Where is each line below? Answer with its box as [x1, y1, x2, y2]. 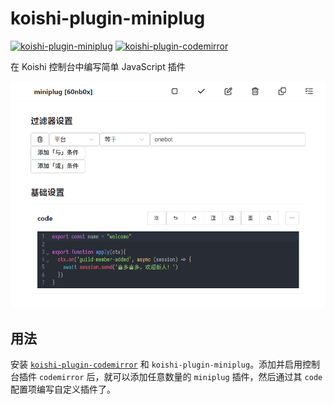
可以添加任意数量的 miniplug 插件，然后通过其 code [112, 371, 323, 383]
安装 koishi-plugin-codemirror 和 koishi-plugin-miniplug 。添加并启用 [10, 358, 303, 371]
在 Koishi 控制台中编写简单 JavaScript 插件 [10, 60, 186, 72]
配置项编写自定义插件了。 [10, 383, 116, 396]
